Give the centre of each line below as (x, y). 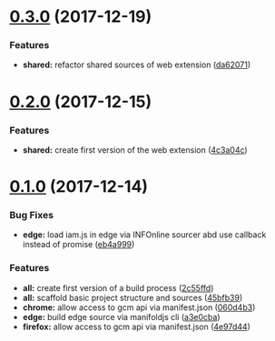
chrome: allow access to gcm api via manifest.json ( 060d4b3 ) (139, 307)
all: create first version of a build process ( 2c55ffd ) (118, 287)
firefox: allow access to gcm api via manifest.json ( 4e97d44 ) (137, 326)
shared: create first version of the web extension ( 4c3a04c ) (135, 150)
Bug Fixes (32, 216)
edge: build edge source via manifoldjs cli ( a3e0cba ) (121, 316)
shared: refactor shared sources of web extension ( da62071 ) (137, 65)
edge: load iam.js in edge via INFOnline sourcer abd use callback (144, 235)
